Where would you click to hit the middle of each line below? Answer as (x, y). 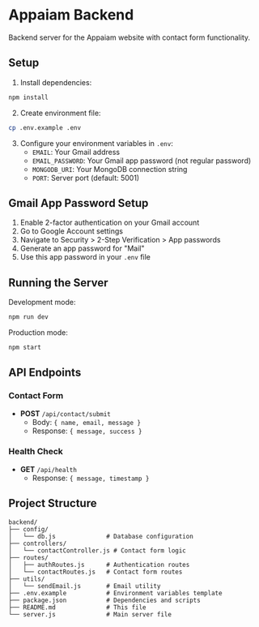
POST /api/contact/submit (66, 413)
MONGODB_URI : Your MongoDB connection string (110, 169)
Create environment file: (60, 113)
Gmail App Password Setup (79, 203)
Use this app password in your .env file (85, 257)
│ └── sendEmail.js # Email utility (85, 586)
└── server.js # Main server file (90, 614)
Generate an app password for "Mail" (82, 248)
